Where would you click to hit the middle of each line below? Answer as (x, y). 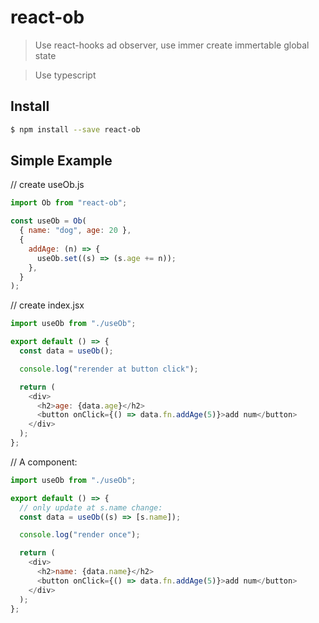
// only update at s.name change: (91, 507)
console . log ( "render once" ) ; (80, 535)
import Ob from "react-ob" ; (69, 203)
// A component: (44, 462)
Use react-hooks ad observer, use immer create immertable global (172, 45)
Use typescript (65, 75)
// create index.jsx (47, 305)
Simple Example (61, 161)
